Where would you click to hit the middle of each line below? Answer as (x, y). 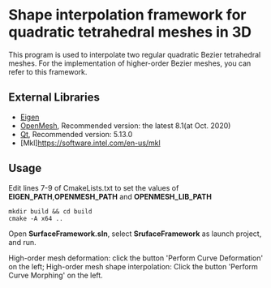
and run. (22, 242)
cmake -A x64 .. (36, 218)
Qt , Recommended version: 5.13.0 (76, 134)
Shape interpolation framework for (127, 15)
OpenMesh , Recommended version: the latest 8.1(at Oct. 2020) (125, 125)
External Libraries (54, 98)
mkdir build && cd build (50, 211)
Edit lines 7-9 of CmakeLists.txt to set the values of (94, 187)
